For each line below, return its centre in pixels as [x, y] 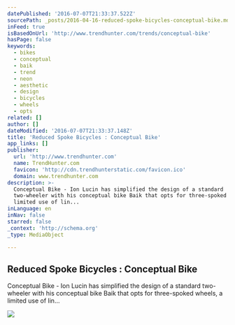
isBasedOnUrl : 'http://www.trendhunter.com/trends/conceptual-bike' [109, 33]
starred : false [29, 222]
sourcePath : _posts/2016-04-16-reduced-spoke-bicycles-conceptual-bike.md [119, 20]
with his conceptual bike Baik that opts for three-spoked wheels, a [127, 294]
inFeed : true [26, 27]
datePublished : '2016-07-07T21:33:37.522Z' [72, 14]
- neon [23, 79]
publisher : [23, 150]
